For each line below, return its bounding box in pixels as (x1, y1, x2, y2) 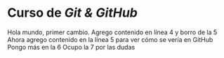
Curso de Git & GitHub (7, 5, 138, 21)
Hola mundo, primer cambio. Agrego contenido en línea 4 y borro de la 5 (7, 28, 218, 36)
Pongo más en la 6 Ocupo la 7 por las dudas (7, 43, 136, 51)
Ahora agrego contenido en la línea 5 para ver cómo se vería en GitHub (7, 35, 213, 43)
